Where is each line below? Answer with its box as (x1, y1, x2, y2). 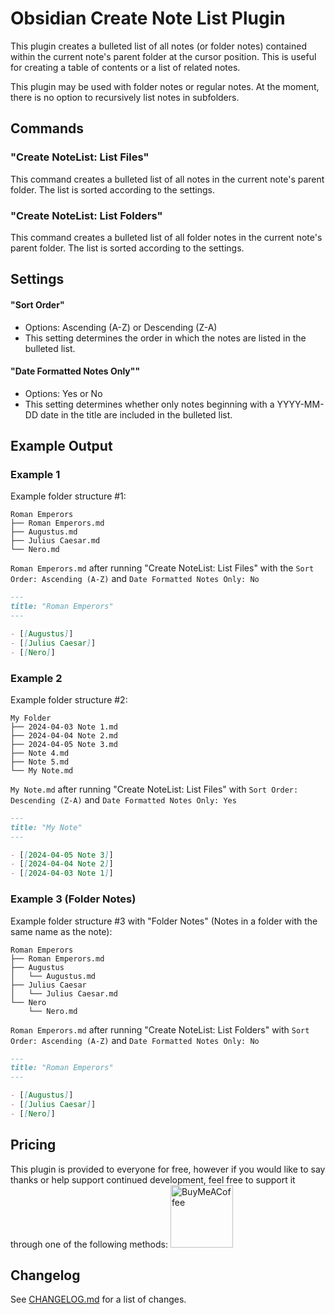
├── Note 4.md (10, 748, 70, 758)
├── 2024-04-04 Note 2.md (10, 730, 118, 741)
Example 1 (10, 468, 61, 482)
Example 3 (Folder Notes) (10, 892, 137, 906)
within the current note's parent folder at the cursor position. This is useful (10, 50, 317, 62)
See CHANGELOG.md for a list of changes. (10, 1293, 187, 1306)
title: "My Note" (10, 822, 83, 832)
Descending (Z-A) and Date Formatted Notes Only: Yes (10, 793, 237, 806)
